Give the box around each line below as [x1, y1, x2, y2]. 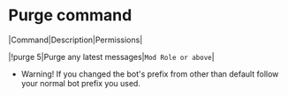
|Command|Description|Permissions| [8, 34, 143, 45]
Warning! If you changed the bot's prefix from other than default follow [20, 68, 279, 79]
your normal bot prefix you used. [20, 78, 140, 88]
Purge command [8, 5, 133, 26]
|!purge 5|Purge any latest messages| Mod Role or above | [8, 51, 215, 62]
